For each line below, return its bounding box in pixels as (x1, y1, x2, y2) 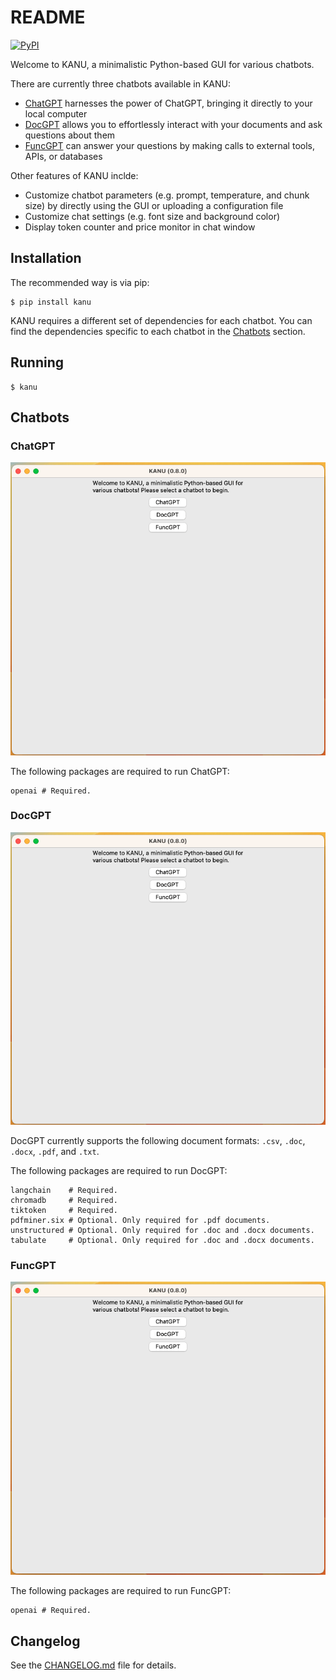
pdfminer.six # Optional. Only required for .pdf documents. (10, 1216, 271, 1226)
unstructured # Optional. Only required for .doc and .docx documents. (10, 1226, 315, 1236)
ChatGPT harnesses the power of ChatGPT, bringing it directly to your (24, 97, 313, 109)
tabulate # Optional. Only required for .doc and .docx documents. (10, 1236, 315, 1246)
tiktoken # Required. (10, 1206, 118, 1216)
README (10, 6, 86, 29)
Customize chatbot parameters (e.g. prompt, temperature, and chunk (24, 189, 310, 201)
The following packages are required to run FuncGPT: (10, 1585, 232, 1597)
